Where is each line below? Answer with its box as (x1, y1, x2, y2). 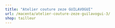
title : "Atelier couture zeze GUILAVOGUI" (5, 7, 93, 12)
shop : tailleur (5, 16, 36, 20)
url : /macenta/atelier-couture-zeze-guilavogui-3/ (5, 11, 111, 16)
